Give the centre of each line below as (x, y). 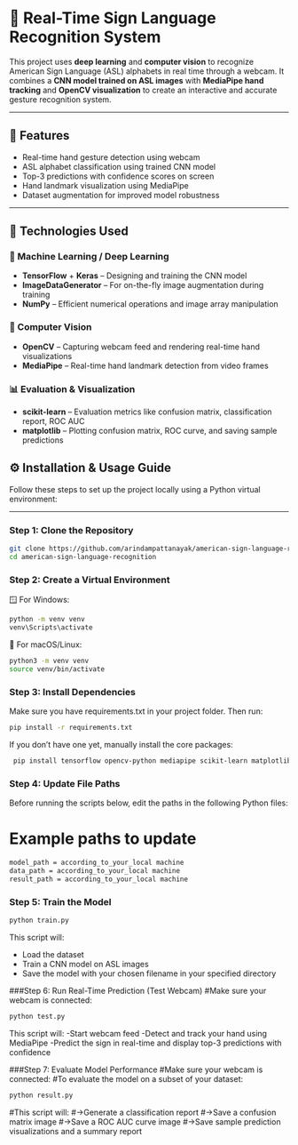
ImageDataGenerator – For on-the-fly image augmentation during (143, 285)
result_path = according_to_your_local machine (99, 879)
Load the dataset (53, 954)
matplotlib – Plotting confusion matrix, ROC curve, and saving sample (149, 431)
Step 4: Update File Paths (65, 783)
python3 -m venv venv (49, 661)
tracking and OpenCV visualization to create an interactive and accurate (143, 90)
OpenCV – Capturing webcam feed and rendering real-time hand (141, 347)
